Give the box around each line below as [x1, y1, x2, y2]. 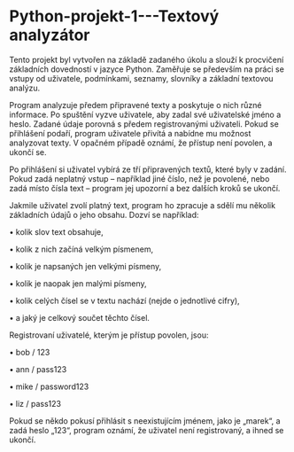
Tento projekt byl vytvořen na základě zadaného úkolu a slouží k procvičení [9, 54, 284, 65]
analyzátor [9, 25, 90, 45]
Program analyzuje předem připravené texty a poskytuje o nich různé [9, 99, 262, 110]
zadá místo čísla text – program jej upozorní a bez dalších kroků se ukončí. [9, 183, 281, 193]
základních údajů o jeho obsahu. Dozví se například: [9, 209, 199, 220]
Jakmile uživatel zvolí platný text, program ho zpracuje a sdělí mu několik [9, 199, 276, 210]
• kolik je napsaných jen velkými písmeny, [9, 261, 162, 271]
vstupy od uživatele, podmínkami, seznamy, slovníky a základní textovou [9, 73, 274, 83]
